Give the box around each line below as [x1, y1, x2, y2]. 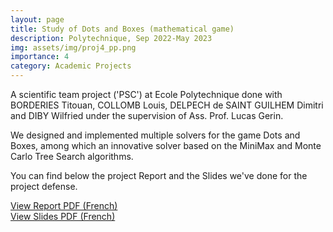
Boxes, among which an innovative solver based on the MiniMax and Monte [10, 140, 322, 151]
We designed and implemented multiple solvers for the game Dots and [10, 129, 301, 141]
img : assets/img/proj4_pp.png [10, 42, 137, 53]
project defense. [10, 181, 78, 192]
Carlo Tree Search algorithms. [10, 151, 134, 162]
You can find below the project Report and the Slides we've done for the [10, 170, 308, 181]
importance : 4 [10, 52, 70, 62]
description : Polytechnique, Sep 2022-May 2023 [10, 33, 213, 43]
